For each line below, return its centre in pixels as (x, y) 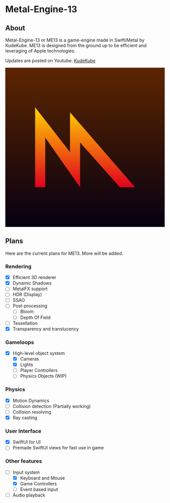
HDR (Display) (27, 295)
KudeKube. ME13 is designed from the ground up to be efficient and (76, 45)
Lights (27, 364)
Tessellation (25, 323)
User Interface (23, 431)
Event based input (39, 489)
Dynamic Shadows (32, 283)
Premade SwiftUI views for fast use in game (58, 448)
